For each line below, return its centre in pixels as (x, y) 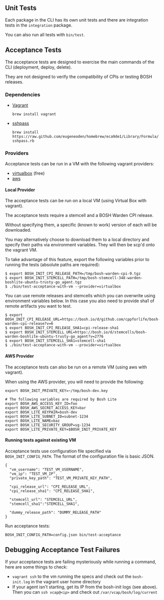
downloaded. (18, 230)
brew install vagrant (34, 114)
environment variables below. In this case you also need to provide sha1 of (80, 301)
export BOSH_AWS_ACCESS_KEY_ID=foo (41, 404)
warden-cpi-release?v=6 (29, 324)
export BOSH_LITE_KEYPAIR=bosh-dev (41, 412)
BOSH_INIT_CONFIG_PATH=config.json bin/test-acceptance (63, 535)
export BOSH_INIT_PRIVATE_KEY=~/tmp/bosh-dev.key (57, 391)
